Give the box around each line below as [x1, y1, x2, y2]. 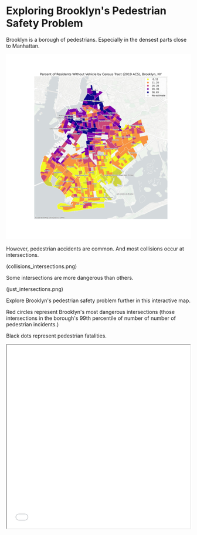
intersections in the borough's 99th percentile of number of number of [6, 315, 176, 322]
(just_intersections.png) [6, 285, 63, 292]
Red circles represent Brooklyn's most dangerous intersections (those [6, 308, 175, 315]
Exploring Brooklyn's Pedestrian [6, 4, 167, 18]
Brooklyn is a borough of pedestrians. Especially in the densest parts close [6, 36, 187, 43]
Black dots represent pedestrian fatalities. [6, 332, 107, 339]
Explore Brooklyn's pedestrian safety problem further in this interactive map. [6, 297, 191, 304]
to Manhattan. [6, 42, 40, 49]
